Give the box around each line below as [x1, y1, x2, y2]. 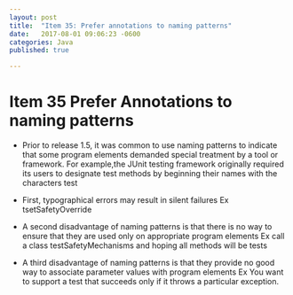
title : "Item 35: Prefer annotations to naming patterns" [9, 21, 233, 30]
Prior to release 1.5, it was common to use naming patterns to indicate [21, 140, 278, 151]
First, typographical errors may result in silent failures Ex [21, 195, 229, 206]
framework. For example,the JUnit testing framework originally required [21, 159, 284, 169]
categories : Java [9, 37, 74, 47]
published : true [9, 46, 69, 55]
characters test [21, 178, 78, 189]
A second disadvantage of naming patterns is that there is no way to [21, 221, 273, 232]
